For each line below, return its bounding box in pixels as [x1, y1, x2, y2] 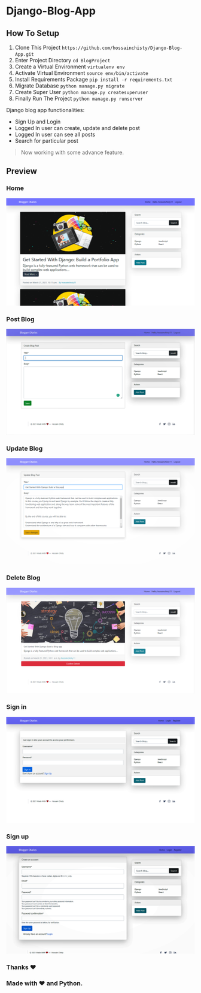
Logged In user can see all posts [14, 131, 96, 138]
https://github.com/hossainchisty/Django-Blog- [62, 45, 182, 51]
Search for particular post [14, 137, 79, 144]
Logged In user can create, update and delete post [14, 125, 141, 131]
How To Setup [6, 28, 60, 38]
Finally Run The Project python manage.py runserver [14, 95, 144, 102]
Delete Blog [6, 574, 41, 582]
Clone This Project [14, 44, 61, 51]
